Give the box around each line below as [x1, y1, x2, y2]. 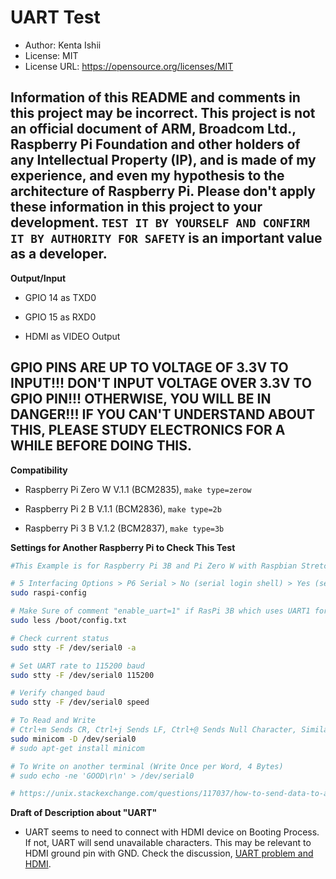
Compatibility [10, 464, 68, 476]
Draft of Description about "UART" [10, 807, 158, 819]
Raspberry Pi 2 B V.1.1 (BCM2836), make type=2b [24, 502, 222, 515]
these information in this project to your [10, 199, 263, 216]
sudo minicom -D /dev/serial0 [10, 734, 137, 744]
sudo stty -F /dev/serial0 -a [10, 642, 137, 653]
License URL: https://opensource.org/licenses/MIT [24, 60, 234, 72]
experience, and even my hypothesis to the [10, 167, 285, 185]
